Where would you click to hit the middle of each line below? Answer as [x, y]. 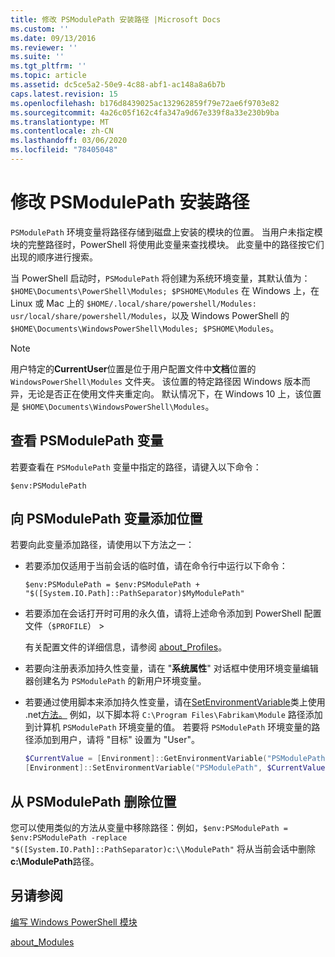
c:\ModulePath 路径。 [55, 861]
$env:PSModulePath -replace [69, 838]
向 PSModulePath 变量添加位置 [106, 519]
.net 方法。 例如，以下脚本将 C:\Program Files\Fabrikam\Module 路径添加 [173, 715]
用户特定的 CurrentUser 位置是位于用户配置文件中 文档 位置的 [133, 368]
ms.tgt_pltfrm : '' [48, 66]
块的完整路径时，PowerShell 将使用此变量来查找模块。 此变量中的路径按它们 [167, 244]
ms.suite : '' [37, 57]
